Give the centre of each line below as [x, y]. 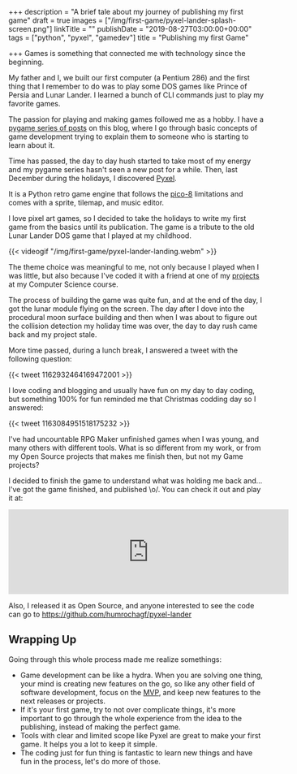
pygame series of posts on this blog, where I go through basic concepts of [133, 128]
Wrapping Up [43, 640]
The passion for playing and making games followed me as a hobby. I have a [136, 119]
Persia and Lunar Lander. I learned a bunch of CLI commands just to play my [136, 95]
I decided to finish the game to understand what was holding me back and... [136, 481]
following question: [40, 359]
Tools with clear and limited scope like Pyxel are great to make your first [140, 735]
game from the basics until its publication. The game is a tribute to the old [131, 227]
